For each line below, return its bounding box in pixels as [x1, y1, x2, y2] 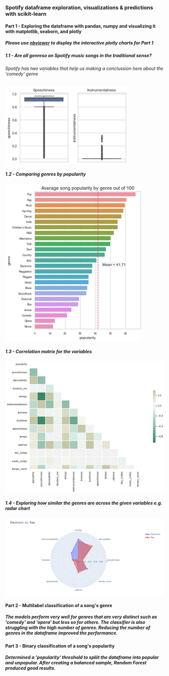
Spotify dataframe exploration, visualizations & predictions [5, 4, 153, 11]
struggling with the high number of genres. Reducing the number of [5, 624, 150, 631]
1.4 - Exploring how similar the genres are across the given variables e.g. [5, 500, 162, 506]
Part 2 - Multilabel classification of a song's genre [5, 602, 112, 608]
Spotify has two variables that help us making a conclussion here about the [5, 65, 163, 71]
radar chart [5, 505, 30, 511]
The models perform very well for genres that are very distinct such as [5, 614, 157, 620]
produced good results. [5, 665, 56, 671]
